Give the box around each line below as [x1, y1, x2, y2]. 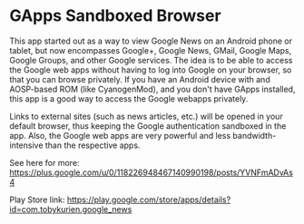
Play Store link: [9, 194, 65, 205]
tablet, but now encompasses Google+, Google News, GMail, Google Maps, [9, 44, 292, 55]
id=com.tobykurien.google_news [9, 203, 132, 214]
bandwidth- [232, 130, 277, 141]
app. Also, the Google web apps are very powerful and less [9, 130, 231, 141]
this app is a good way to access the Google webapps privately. [9, 93, 249, 104]
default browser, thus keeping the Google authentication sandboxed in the [9, 120, 287, 131]
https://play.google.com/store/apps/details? [66, 194, 231, 205]
